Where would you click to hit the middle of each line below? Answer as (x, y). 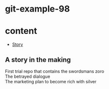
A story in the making (38, 60)
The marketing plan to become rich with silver (51, 81)
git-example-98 (38, 9)
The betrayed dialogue (28, 76)
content (21, 31)
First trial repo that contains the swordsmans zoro (54, 71)
